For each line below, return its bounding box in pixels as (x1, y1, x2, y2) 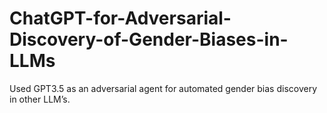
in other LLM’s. (9, 93, 71, 105)
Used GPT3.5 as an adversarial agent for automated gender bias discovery (9, 82, 318, 94)
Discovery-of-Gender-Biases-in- (9, 28, 289, 51)
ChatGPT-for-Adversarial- (9, 7, 232, 30)
